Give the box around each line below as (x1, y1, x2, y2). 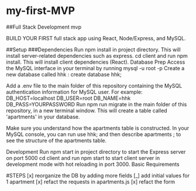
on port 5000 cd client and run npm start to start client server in (6, 154, 160, 161)
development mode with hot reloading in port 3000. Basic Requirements (6, 161, 180, 168)
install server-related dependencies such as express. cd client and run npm (6, 52, 188, 59)
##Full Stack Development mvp (6, 23, 82, 30)
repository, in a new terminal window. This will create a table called (6, 107, 168, 114)
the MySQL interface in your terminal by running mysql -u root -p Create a (6, 64, 185, 71)
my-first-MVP (6, 4, 75, 18)
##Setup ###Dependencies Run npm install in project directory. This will (6, 46, 181, 53)
